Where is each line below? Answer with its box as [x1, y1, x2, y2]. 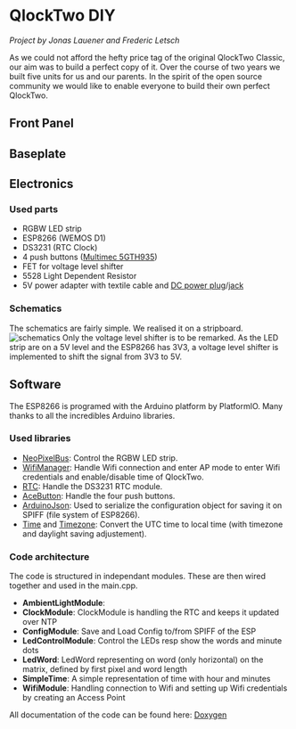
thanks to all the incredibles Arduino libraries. [9, 410, 176, 421]
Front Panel [9, 116, 74, 131]
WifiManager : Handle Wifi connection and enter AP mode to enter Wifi [21, 462, 281, 472]
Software [9, 377, 62, 392]
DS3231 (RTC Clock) [21, 242, 98, 253]
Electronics [9, 176, 74, 192]
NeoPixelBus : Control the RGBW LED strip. [21, 452, 178, 463]
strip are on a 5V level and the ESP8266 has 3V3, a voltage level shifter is [9, 341, 279, 352]
